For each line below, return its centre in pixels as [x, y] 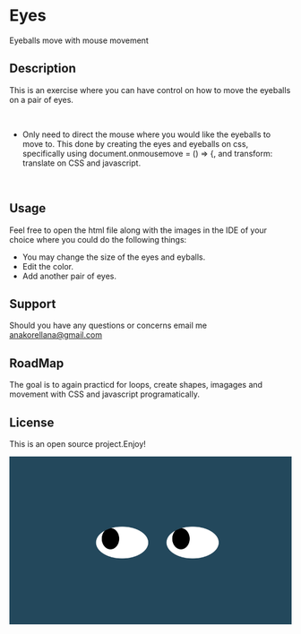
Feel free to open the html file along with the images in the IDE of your [138, 230]
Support [33, 304]
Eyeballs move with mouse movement [79, 40]
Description [43, 69]
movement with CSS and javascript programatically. [104, 394]
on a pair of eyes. [42, 99]
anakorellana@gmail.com [56, 335]
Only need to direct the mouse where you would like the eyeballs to [146, 134]
